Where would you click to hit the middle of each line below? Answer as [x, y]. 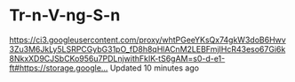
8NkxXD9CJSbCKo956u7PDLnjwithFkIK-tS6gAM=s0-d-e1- [117, 58]
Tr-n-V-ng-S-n [65, 15]
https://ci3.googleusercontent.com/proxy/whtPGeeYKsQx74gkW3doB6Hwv [147, 40]
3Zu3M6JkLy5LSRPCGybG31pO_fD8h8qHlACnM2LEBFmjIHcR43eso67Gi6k [147, 48]
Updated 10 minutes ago [155, 68]
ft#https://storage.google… [59, 68]
